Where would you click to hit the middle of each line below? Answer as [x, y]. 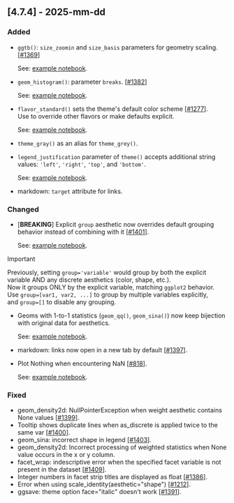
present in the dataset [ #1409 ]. [62, 470]
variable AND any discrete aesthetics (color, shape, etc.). [89, 280]
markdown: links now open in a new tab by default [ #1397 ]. [102, 350]
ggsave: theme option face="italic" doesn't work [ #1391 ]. [99, 492]
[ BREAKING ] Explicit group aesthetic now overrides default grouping [116, 224]
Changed [23, 209]
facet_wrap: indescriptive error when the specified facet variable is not [119, 462]
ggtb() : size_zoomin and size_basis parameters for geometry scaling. [117, 47]
